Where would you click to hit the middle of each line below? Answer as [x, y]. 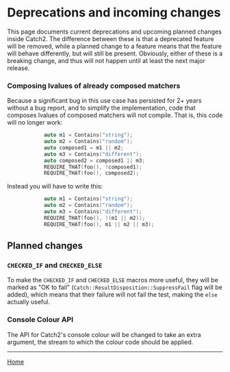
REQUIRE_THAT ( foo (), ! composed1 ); [93, 167]
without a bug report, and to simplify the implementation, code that [101, 108]
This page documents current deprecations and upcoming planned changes [115, 32]
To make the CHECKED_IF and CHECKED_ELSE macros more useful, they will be [113, 280]
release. [18, 68]
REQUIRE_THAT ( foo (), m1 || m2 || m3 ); [99, 224]
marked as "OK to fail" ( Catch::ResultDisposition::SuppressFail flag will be [115, 287]
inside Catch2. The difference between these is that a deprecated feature [111, 38]
